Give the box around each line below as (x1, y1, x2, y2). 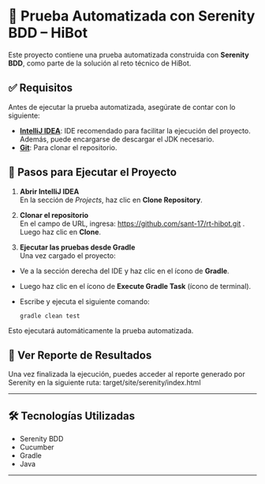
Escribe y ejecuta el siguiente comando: (19, 296, 150, 306)
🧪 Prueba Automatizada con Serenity (8, 7, 256, 25)
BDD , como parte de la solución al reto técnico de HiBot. (8, 58, 192, 68)
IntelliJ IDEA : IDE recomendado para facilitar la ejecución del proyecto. (19, 126, 251, 135)
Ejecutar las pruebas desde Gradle (19, 242, 136, 252)
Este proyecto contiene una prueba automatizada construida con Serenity (8, 50, 250, 59)
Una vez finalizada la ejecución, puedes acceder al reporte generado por (8, 370, 246, 379)
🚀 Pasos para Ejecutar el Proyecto (8, 166, 177, 179)
